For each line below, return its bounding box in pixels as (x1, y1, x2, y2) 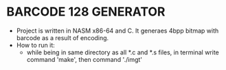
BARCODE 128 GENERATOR (6, 4, 166, 20)
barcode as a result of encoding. (16, 33, 109, 41)
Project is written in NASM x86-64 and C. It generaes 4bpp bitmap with (16, 27, 219, 35)
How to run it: (16, 41, 56, 49)
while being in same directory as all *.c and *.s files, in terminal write (26, 48, 219, 56)
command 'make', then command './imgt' (26, 55, 142, 63)
